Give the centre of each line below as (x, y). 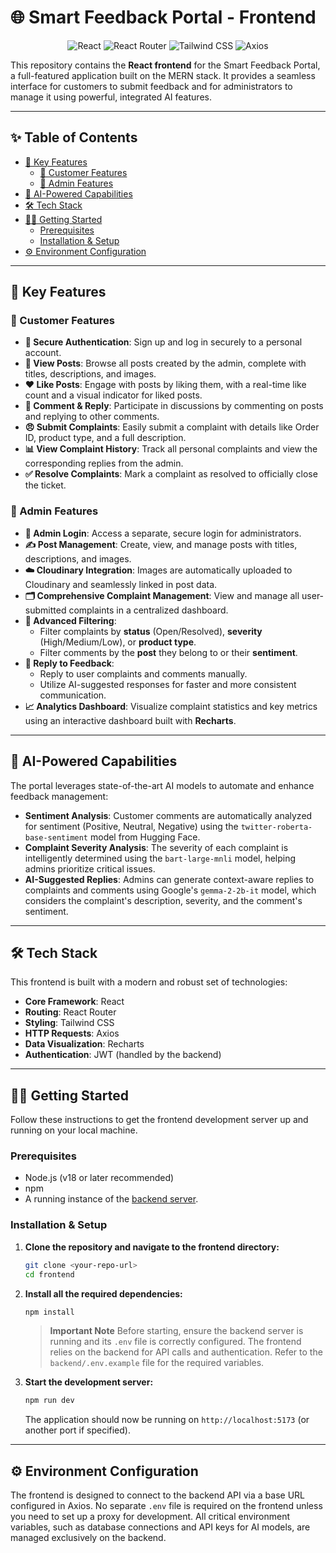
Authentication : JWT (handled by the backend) (123, 1055)
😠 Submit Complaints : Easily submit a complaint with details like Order (172, 427)
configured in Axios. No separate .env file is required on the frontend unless (166, 1506)
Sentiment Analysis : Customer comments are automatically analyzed (168, 815)
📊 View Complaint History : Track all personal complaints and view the (171, 449)
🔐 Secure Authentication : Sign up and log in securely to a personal (163, 342)
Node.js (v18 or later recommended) (99, 1178)
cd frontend (49, 1274)
